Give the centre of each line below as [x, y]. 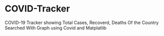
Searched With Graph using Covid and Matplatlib [56, 27]
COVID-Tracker [37, 9]
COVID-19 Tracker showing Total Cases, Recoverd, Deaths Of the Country [82, 22]
